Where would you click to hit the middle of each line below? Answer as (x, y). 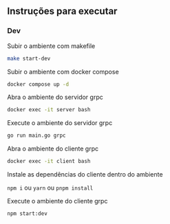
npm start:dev (28, 214)
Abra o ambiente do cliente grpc (53, 149)
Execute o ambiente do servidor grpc (60, 123)
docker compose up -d (38, 84)
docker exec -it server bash (49, 110)
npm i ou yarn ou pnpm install (50, 188)
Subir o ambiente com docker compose (63, 71)
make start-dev (29, 58)
